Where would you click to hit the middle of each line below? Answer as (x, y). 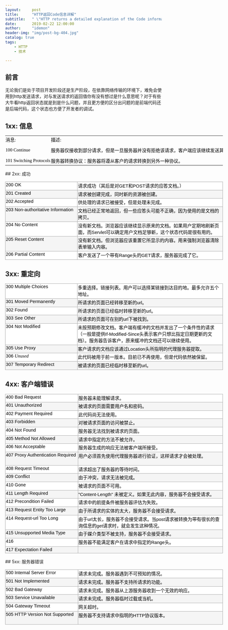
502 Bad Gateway (24, 589)
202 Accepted (20, 201)
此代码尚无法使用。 (99, 415)
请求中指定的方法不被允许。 (108, 440)
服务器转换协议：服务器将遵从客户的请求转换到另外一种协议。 (117, 161)
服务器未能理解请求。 (101, 398)
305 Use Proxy (21, 348)
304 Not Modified (23, 326)
